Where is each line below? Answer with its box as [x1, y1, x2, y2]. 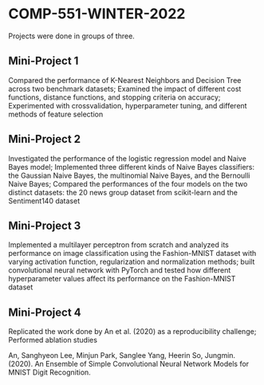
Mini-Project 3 [8, 218, 81, 232]
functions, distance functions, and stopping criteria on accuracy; [8, 92, 221, 102]
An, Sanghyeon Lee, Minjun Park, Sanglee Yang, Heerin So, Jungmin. [8, 351, 236, 360]
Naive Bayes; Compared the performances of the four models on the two [8, 179, 248, 188]
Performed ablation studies [8, 336, 98, 345]
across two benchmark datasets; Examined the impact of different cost [8, 84, 242, 93]
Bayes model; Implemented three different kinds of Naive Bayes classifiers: [8, 162, 255, 171]
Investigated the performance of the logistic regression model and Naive [8, 153, 247, 163]
